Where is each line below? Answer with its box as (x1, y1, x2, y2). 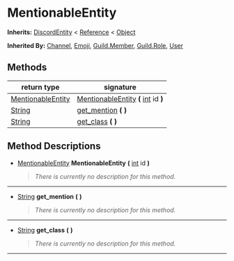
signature (104, 82, 137, 92)
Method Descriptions (7, 141, 101, 152)
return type (21, 82, 60, 92)
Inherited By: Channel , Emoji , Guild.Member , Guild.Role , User (7, 41, 183, 49)
